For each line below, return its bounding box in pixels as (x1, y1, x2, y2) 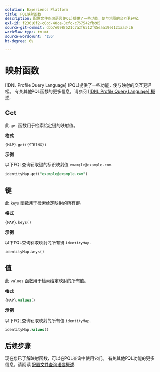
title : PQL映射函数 (5, 12, 42, 16)
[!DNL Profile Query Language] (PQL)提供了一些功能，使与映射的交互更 (5, 82, 147, 88)
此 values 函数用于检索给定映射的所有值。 (5, 277, 89, 284)
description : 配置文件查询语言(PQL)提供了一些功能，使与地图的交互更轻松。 (5, 16, 142, 21)
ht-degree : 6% (5, 39, 34, 44)
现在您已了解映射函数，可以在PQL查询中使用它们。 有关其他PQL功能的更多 (5, 356, 155, 361)
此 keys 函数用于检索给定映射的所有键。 (5, 200, 84, 206)
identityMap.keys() (5, 249, 45, 254)
